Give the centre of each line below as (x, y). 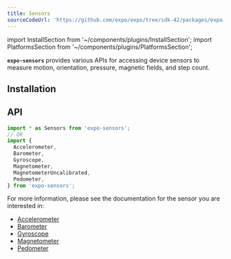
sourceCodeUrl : (29, 20)
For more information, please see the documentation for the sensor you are (113, 199)
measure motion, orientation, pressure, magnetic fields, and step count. (109, 67)
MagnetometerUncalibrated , (52, 172)
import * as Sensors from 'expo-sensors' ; (69, 128)
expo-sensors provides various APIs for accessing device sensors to (103, 60)
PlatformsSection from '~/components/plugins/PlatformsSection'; (100, 47)
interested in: (26, 206)
